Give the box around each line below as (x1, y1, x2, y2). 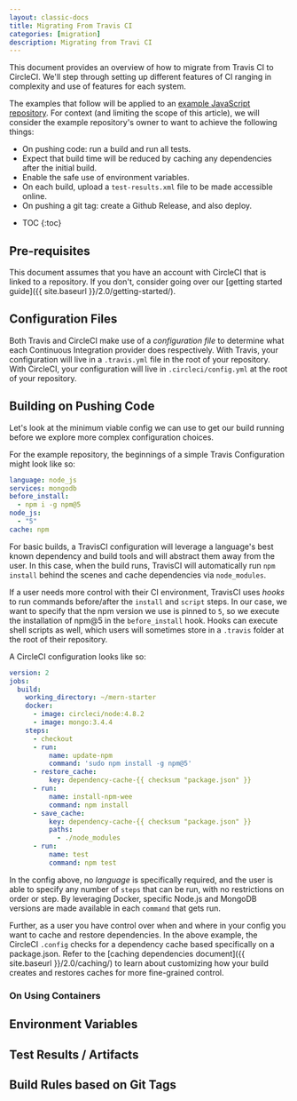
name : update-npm (48, 751, 113, 760)
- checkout (32, 734, 74, 743)
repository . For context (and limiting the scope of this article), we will (9, 108, 260, 118)
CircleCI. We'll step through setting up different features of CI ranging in (9, 72, 272, 83)
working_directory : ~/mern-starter (25, 693, 157, 702)
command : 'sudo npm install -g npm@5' (48, 759, 192, 769)
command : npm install (48, 801, 129, 810)
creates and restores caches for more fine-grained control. (9, 967, 224, 977)
